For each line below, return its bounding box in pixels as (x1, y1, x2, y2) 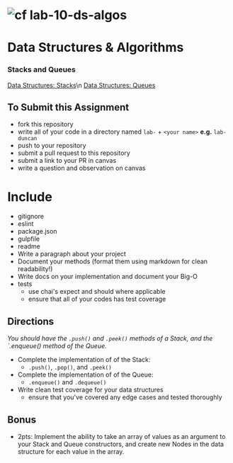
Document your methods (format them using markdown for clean (17, 257, 208, 265)
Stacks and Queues (7, 64, 76, 74)
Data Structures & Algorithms (7, 40, 184, 56)
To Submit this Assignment (7, 101, 130, 113)
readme (17, 242, 40, 251)
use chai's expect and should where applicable (28, 287, 166, 296)
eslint (17, 219, 34, 228)
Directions (7, 315, 55, 327)
